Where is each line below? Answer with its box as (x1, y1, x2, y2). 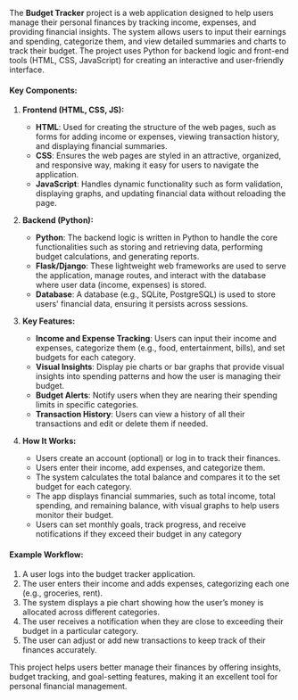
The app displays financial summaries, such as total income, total (35, 490, 276, 502)
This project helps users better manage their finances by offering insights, (9, 662, 282, 672)
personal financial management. (9, 681, 128, 692)
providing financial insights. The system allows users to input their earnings (9, 27, 287, 37)
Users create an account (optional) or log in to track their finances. (35, 453, 281, 464)
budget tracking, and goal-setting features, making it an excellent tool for (9, 671, 278, 682)
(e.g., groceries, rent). (21, 588, 103, 598)
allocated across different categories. (21, 606, 161, 618)
